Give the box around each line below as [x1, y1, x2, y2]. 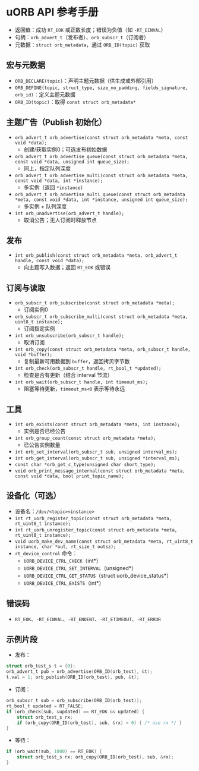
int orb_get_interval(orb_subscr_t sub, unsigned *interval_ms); [14, 455, 180, 461]
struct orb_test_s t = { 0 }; [6, 663, 76, 669]
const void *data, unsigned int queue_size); [14, 159, 129, 165]
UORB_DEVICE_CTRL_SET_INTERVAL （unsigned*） [23, 564, 137, 571]
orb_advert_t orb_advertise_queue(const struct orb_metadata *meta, [14, 153, 188, 159]
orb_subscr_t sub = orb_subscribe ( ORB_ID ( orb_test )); [6, 698, 143, 704]
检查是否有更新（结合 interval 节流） [23, 372, 113, 379]
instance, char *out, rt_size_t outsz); [14, 543, 116, 550]
